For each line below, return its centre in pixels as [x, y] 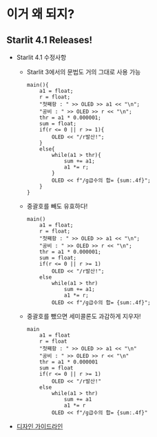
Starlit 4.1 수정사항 [41, 57]
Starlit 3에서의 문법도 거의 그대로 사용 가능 [84, 72]
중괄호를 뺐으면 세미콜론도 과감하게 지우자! [84, 316]
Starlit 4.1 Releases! [50, 40]
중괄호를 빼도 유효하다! [57, 206]
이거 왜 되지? [41, 14]
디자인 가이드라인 [40, 426]
